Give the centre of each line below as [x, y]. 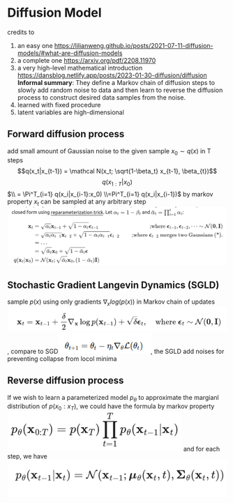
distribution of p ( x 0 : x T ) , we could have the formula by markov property [111, 407]
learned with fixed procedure [59, 105]
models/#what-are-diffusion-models [70, 53]
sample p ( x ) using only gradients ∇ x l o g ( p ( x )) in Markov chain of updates [111, 303]
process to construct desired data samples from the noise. [102, 97]
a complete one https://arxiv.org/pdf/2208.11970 [87, 60]
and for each [202, 449]
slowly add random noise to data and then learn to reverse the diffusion [120, 90]
